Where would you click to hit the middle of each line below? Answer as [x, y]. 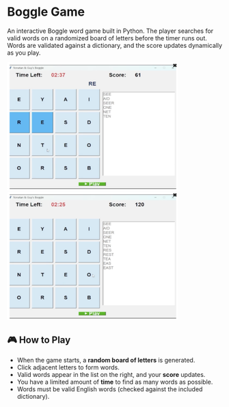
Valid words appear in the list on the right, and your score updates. [111, 374]
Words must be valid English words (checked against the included [110, 389]
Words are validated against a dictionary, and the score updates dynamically [115, 45]
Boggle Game [46, 12]
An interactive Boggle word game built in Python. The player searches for [110, 31]
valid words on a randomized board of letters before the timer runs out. [107, 38]
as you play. [24, 53]
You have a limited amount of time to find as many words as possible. [115, 382]
